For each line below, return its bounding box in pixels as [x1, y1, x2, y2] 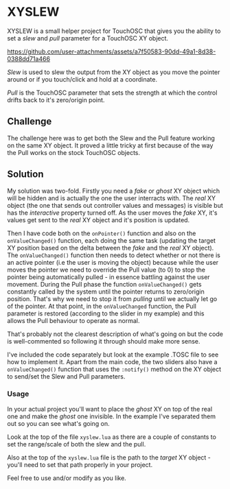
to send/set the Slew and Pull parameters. [7, 372, 126, 381]
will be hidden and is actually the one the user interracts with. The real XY [7, 193, 216, 202]
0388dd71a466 [7, 54, 50, 62]
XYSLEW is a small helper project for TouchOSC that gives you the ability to [7, 27, 221, 35]
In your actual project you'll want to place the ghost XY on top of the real [7, 405, 213, 413]
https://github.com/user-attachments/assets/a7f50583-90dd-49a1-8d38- [7, 47, 216, 56]
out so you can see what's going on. [7, 419, 110, 427]
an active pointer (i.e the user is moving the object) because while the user [7, 258, 219, 266]
